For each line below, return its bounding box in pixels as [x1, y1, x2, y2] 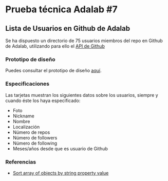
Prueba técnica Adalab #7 [5, 4, 118, 15]
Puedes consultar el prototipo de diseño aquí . [5, 68, 102, 74]
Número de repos [12, 129, 50, 135]
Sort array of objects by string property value [12, 170, 109, 176]
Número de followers [12, 134, 58, 140]
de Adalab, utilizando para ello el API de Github [5, 43, 105, 49]
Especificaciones [5, 81, 50, 88]
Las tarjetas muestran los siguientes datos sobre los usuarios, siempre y [5, 92, 158, 98]
